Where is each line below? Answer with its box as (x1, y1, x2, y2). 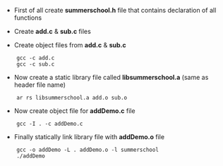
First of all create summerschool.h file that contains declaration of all (13, 6, 217, 14)
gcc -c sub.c (16, 61, 55, 68)
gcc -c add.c (16, 54, 55, 61)
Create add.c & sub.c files (13, 28, 92, 35)
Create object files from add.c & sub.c (13, 41, 126, 49)
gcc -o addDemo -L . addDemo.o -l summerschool (16, 146, 159, 153)
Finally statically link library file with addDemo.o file (13, 133, 164, 141)
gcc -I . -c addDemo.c (16, 120, 83, 127)
